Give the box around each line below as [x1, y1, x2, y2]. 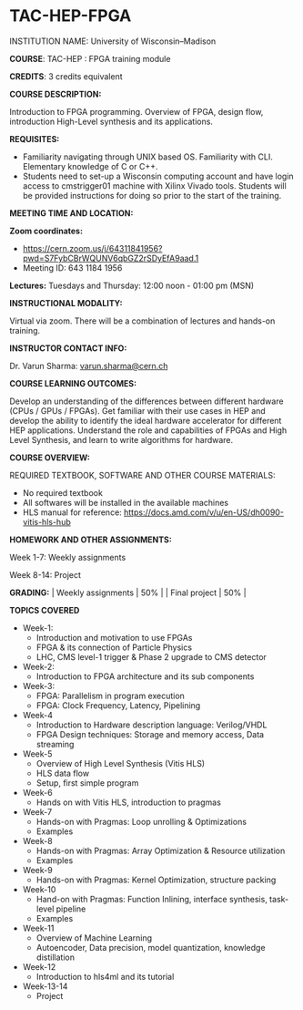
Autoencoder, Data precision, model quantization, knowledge [35, 942, 266, 953]
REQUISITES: [9, 133, 60, 144]
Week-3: [22, 680, 56, 691]
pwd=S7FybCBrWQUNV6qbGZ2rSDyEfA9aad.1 [22, 252, 199, 263]
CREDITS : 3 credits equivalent [9, 70, 123, 82]
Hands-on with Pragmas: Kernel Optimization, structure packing [35, 874, 277, 885]
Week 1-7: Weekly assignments [9, 551, 126, 562]
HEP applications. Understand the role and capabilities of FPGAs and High [9, 425, 288, 436]
